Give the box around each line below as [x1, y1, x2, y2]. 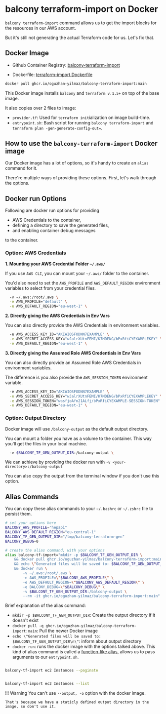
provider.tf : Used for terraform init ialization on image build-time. [12, 115, 151, 120]
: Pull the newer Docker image [37, 628, 98, 634]
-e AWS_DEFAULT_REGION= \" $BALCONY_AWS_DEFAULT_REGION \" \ [23, 580, 145, 585]
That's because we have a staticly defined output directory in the [5, 700, 149, 705]
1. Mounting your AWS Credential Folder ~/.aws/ [5, 261, 105, 267]
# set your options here [5, 520, 56, 525]
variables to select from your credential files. [5, 285, 96, 291]
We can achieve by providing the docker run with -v [5, 459, 111, 465]
